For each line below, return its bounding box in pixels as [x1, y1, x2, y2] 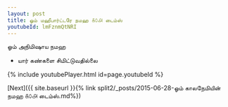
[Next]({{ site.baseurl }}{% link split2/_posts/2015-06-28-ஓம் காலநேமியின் [7, 84, 221, 92]
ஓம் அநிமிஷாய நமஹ [7, 43, 66, 51]
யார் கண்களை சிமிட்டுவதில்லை [17, 57, 99, 65]
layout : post [7, 10, 46, 17]
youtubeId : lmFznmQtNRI [7, 23, 77, 30]
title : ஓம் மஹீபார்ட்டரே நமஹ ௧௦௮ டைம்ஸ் [7, 17, 123, 24]
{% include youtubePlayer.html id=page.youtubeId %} [7, 71, 164, 79]
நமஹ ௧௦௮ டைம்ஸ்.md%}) [7, 92, 82, 100]
